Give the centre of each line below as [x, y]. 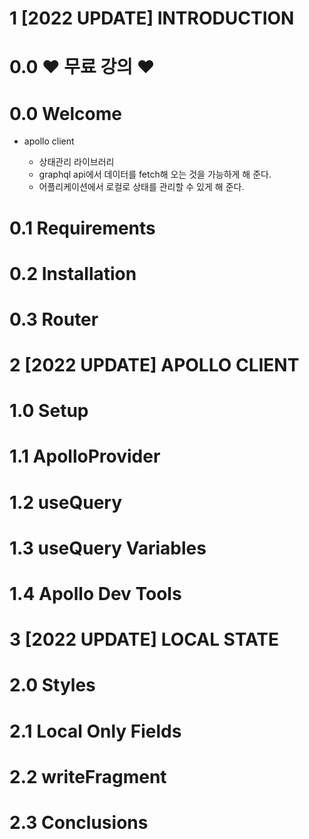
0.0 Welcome [65, 113]
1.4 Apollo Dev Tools [95, 594]
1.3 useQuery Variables [108, 548]
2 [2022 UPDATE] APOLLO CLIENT [154, 365]
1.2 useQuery [66, 502]
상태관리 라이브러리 [76, 162]
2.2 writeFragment [88, 776]
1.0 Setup [49, 411]
